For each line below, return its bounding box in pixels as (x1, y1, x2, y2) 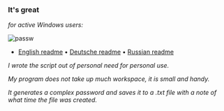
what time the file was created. (8, 96, 97, 104)
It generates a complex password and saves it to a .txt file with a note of (8, 89, 217, 97)
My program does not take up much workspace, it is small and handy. (8, 75, 210, 83)
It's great (8, 5, 40, 15)
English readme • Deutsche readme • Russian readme (17, 47, 174, 57)
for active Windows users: (8, 21, 84, 29)
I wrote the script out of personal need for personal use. (8, 61, 170, 70)
